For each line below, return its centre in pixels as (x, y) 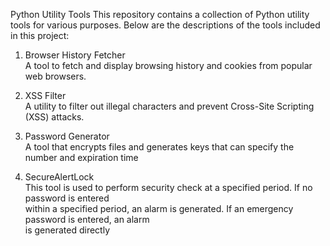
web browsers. (55, 76)
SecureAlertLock (59, 177)
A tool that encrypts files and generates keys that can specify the (159, 147)
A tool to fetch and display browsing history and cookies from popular (168, 65)
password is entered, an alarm (87, 219)
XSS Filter (45, 95)
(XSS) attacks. (54, 117)
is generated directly (67, 230)
